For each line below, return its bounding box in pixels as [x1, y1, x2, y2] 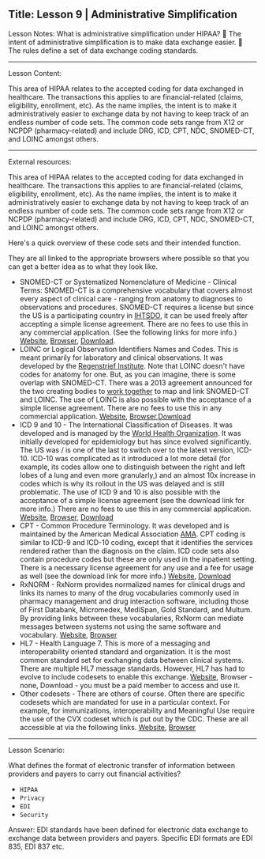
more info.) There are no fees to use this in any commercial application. [19, 504, 252, 513]
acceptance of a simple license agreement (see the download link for [19, 495, 244, 505]
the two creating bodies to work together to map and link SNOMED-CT [19, 386, 250, 395]
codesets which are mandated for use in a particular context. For [19, 697, 230, 706]
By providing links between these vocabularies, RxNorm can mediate [19, 613, 244, 622]
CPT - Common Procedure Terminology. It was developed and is [19, 520, 230, 530]
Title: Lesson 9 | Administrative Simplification [8, 8, 238, 21]
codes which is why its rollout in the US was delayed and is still [19, 479, 225, 488]
